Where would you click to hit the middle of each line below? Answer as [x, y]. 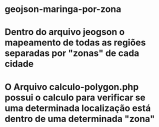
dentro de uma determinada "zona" [80, 119]
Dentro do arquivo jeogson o [65, 32]
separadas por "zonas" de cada [72, 53]
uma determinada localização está [78, 108]
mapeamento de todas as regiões [75, 43]
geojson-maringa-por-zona [63, 9]
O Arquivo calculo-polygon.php [72, 87]
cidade [19, 64]
